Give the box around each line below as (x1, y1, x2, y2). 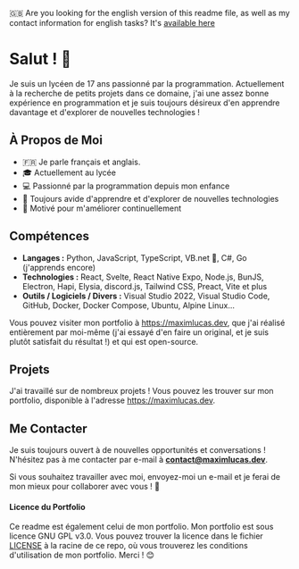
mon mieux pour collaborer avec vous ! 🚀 (9, 481, 161, 492)
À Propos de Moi (9, 133, 103, 148)
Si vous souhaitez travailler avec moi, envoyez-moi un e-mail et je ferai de (9, 472, 281, 482)
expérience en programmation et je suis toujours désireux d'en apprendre (9, 97, 280, 108)
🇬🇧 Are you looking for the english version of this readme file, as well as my (9, 8, 290, 18)
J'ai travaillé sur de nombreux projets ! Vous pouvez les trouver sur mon (9, 386, 274, 397)
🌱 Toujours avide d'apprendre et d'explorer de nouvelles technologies (21, 193, 279, 204)
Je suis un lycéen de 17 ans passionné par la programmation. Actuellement (9, 78, 285, 88)
